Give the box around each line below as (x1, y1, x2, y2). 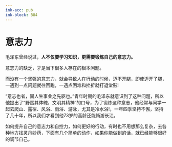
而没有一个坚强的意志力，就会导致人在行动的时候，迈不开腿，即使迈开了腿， (5, 76, 167, 82)
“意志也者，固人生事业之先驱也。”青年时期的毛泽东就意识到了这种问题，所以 (5, 93, 164, 99)
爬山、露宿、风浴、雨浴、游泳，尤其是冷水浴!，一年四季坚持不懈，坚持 (14, 106, 164, 112)
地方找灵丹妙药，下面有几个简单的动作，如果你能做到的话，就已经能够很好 (9, 130, 167, 136)
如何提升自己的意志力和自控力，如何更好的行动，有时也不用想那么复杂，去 (5, 123, 162, 130)
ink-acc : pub (5, 7, 33, 13)
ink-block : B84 (5, 12, 38, 17)
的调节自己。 (5, 136, 32, 142)
